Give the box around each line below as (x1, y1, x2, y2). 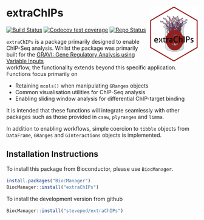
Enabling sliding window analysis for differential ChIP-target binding (15, 95, 185, 102)
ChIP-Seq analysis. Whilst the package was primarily (6, 44, 138, 52)
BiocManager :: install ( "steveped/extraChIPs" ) (6, 207, 123, 214)
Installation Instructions (6, 149, 99, 159)
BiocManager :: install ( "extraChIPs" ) (6, 184, 99, 190)
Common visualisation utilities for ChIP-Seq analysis (15, 88, 146, 95)
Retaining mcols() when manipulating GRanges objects (15, 82, 149, 89)
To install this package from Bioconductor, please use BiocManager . (6, 165, 174, 173)
